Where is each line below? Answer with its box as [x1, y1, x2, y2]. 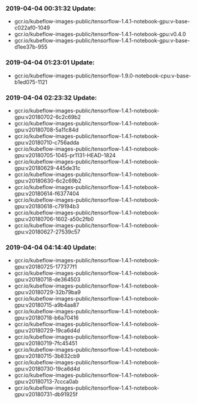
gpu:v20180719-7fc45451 [14, 340, 77, 347]
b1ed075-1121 [14, 78, 48, 85]
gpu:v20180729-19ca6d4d [14, 327, 80, 334]
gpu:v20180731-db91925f [14, 391, 78, 398]
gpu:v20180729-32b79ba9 [14, 289, 81, 296]
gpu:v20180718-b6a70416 [14, 314, 79, 322]
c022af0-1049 [14, 24, 50, 31]
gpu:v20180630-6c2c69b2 [14, 177, 81, 184]
